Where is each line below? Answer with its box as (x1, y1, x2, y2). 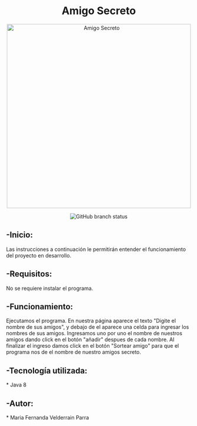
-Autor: (6, 398, 34, 408)
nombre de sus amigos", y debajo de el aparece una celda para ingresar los (6, 323, 189, 331)
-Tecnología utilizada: (6, 365, 88, 375)
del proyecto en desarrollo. (6, 252, 72, 259)
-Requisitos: (6, 269, 52, 279)
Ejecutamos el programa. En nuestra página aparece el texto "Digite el (6, 317, 176, 325)
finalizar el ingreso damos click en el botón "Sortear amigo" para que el (6, 342, 179, 349)
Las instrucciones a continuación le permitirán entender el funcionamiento (6, 246, 186, 253)
